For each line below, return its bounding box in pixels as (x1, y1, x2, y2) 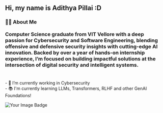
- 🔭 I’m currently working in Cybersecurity (5, 80, 90, 86)
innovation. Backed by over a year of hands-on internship (5, 49, 145, 56)
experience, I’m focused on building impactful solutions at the (5, 56, 156, 62)
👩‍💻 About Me (5, 19, 37, 26)
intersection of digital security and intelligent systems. (5, 61, 139, 68)
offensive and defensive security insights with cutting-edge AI (5, 43, 158, 50)
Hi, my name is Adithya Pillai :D (5, 4, 102, 12)
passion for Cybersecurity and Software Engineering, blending (5, 37, 158, 44)
